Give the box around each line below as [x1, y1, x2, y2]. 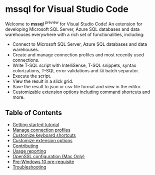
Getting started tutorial [12, 122, 59, 128]
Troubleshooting [12, 164, 46, 170]
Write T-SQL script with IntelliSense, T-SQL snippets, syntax [12, 62, 136, 68]
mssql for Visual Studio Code [5, 3, 128, 15]
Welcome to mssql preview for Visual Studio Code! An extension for [5, 20, 142, 27]
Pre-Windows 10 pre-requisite [12, 159, 74, 165]
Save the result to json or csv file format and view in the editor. [12, 83, 141, 89]
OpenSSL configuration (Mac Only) [12, 154, 85, 160]
